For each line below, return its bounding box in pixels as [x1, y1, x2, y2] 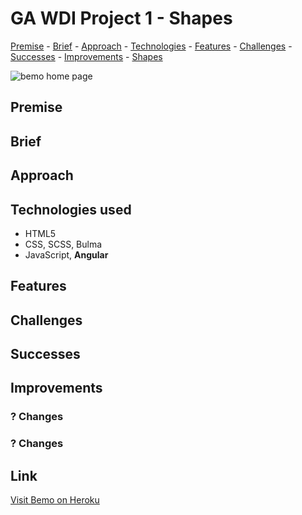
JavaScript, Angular [24, 248, 109, 261]
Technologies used [10, 201, 132, 218]
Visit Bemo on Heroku [10, 494, 100, 506]
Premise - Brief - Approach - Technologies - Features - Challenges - [10, 40, 293, 52]
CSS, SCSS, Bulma [24, 238, 103, 250]
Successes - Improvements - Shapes [10, 50, 163, 62]
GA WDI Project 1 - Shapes [10, 7, 233, 30]
